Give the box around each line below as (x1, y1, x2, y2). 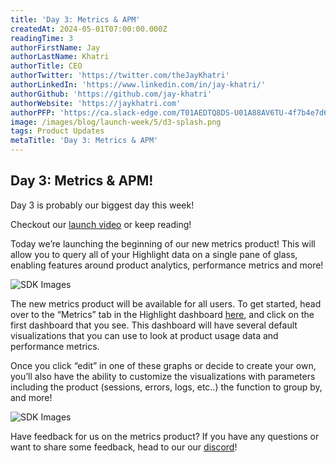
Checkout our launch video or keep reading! (10, 218, 192, 230)
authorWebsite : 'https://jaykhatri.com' (10, 98, 182, 108)
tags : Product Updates (10, 126, 105, 136)
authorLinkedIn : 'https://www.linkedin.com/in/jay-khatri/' (10, 80, 267, 90)
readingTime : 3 (10, 33, 74, 43)
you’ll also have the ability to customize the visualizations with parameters (10, 370, 316, 382)
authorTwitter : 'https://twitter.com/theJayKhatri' (10, 71, 230, 81)
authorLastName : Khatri (10, 52, 110, 62)
